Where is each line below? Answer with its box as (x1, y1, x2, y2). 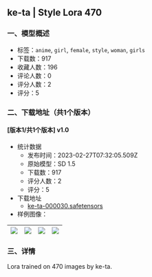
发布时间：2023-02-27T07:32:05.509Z (27, 151, 138, 159)
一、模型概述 (7, 29, 50, 38)
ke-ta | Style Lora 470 (7, 7, 102, 19)
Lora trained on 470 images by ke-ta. (7, 263, 112, 271)
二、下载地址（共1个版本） (7, 107, 95, 117)
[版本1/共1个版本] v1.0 (7, 126, 69, 134)
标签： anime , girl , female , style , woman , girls (17, 45, 146, 54)
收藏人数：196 (17, 63, 58, 71)
